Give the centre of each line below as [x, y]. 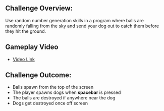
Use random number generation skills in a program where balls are [74, 20]
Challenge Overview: [39, 8]
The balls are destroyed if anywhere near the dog [64, 98]
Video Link [24, 59]
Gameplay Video [32, 47]
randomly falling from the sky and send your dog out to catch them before [82, 26]
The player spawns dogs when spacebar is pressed [67, 92]
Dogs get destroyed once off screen [50, 103]
